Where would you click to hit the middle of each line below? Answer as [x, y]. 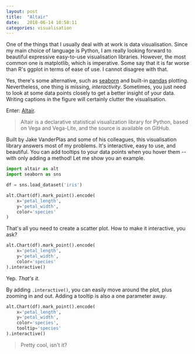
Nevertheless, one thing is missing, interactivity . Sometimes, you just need [96, 87]
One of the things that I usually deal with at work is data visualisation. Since [97, 44]
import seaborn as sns [34, 174]
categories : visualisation [39, 28]
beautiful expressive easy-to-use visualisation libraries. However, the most [96, 57]
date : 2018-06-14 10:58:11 [42, 22]
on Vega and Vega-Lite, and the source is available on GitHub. [95, 128]
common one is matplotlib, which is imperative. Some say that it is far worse [98, 63]
